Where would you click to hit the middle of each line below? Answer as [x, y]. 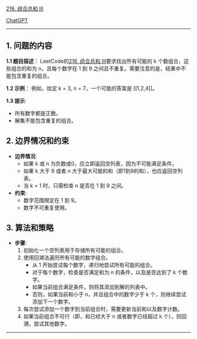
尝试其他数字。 [52, 324]
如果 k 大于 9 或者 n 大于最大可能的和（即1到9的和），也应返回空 [100, 171]
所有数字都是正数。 [38, 113]
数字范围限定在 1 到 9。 [51, 200]
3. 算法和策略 [30, 228]
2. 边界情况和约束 [38, 141]
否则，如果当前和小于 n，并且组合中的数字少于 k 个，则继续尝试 [109, 294]
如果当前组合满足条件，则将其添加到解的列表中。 [91, 287]
